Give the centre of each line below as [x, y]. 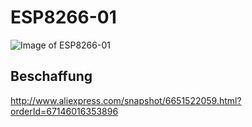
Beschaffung [51, 76]
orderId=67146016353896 [64, 111]
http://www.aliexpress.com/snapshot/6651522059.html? [126, 100]
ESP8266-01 [63, 17]
